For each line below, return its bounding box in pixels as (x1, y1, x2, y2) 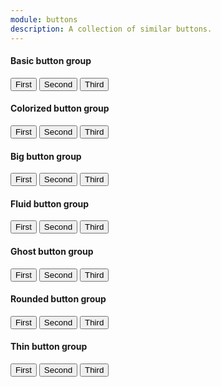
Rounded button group (10, 293, 107, 305)
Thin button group (10, 341, 88, 353)
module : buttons (10, 14, 78, 25)
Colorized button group (10, 102, 110, 115)
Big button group (10, 150, 82, 162)
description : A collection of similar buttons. (10, 24, 213, 34)
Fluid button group (10, 197, 90, 210)
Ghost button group (10, 245, 94, 257)
